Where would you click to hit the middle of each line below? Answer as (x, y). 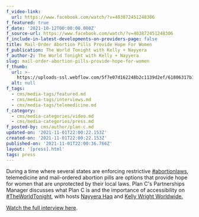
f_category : (21, 111)
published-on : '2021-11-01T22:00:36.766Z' (59, 143)
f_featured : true (28, 22)
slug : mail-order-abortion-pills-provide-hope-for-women (78, 61)
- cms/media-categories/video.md (53, 116)
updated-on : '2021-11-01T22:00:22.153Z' (57, 133)
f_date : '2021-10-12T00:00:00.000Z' (51, 28)
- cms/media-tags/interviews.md (52, 99)
